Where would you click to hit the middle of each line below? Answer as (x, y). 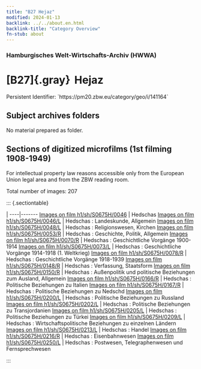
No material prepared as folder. (45, 130)
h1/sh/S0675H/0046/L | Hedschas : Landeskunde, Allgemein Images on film (100, 221)
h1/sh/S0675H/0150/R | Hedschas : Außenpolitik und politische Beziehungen (100, 272)
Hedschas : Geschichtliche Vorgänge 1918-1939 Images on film (84, 259)
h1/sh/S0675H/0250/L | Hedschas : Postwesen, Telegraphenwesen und (94, 342)
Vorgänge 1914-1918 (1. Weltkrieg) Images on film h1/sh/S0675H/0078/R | (97, 253)
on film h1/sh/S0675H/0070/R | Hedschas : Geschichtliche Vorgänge (91, 240)
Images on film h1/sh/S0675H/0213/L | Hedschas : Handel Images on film (97, 329)
